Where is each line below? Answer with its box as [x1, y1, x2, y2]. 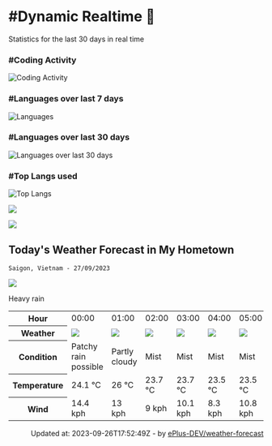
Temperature [12, 380, 64, 392]
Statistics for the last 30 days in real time [8, 34, 145, 44]
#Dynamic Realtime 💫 [8, 7, 155, 26]
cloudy [111, 356, 138, 367]
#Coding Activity [8, 54, 77, 66]
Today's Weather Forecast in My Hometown [8, 242, 235, 256]
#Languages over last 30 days [8, 131, 130, 143]
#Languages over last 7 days [8, 93, 124, 105]
